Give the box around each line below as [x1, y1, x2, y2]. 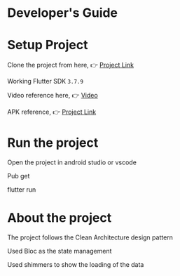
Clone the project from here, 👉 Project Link [7, 61, 134, 70]
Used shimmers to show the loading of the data [7, 261, 144, 268]
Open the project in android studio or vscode [7, 158, 137, 166]
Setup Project [7, 37, 89, 53]
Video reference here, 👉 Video [7, 91, 98, 100]
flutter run [7, 185, 36, 194]
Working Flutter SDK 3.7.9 [7, 77, 84, 86]
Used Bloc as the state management [7, 247, 112, 255]
